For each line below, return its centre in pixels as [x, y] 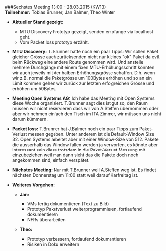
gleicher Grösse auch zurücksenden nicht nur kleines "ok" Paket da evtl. [86, 57]
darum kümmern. [30, 119]
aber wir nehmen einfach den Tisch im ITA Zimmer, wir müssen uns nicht [87, 114]
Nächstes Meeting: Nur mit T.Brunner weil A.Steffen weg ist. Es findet [84, 170]
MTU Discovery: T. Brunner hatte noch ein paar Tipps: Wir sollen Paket [85, 52]
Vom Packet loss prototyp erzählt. [54, 42]
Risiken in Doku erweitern [53, 244]
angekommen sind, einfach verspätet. [51, 160]
